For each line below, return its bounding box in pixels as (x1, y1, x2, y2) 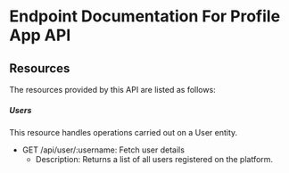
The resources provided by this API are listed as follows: (9, 85, 216, 95)
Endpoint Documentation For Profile (9, 6, 281, 27)
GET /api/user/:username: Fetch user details (21, 144, 186, 155)
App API (9, 25, 71, 45)
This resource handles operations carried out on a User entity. (9, 127, 238, 137)
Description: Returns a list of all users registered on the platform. (35, 153, 274, 164)
